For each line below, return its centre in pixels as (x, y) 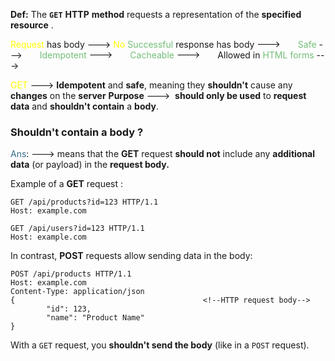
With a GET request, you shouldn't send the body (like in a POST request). (160, 345)
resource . (32, 25)
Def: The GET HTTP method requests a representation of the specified (156, 14)
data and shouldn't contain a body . (84, 106)
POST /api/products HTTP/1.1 (71, 274)
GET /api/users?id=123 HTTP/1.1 (77, 229)
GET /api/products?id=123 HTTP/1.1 (84, 202)
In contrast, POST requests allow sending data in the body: (131, 256)
